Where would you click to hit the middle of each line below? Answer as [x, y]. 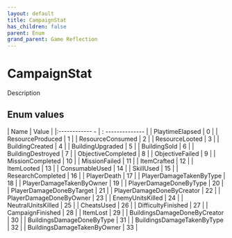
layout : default [31, 14]
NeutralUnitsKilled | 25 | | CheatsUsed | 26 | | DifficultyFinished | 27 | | [108, 205]
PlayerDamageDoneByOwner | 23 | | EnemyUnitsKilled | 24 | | [96, 198]
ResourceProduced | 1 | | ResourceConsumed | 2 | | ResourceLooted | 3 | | [113, 139]
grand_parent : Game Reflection [52, 40]
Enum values [36, 115]
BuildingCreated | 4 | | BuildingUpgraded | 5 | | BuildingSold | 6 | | [101, 146]
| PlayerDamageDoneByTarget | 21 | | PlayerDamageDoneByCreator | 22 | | [114, 190]
